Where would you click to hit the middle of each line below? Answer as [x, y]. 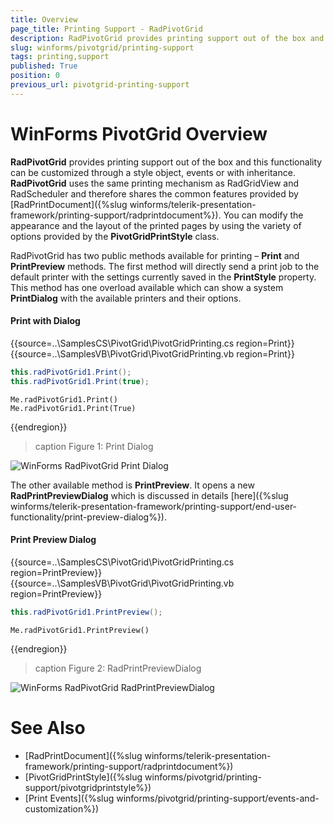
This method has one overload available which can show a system [147, 287]
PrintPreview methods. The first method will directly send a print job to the [165, 266]
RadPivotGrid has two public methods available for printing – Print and [155, 255]
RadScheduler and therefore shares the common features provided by [154, 193]
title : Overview [44, 19]
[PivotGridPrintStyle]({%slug [83, 777]
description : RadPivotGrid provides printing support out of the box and [167, 38]
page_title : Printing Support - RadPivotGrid [106, 29]
